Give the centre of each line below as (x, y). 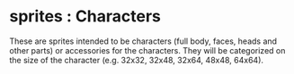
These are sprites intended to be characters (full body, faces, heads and (143, 41)
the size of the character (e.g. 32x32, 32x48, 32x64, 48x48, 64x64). (136, 60)
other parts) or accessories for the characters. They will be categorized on (147, 50)
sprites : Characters (85, 16)
